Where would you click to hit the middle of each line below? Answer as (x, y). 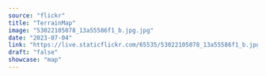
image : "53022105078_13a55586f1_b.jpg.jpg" (81, 30)
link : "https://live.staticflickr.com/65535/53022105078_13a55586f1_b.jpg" (136, 45)
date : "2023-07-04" (40, 38)
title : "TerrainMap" (42, 23)
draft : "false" (33, 52)
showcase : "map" (35, 60)
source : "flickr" (37, 15)
